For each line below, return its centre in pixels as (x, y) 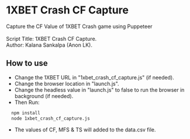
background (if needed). (44, 96)
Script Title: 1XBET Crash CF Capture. (51, 39)
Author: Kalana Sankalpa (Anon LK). (49, 45)
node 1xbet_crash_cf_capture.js (51, 118)
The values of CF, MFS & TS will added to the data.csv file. (85, 130)
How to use (27, 63)
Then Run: (27, 102)
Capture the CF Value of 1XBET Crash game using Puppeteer (80, 26)
